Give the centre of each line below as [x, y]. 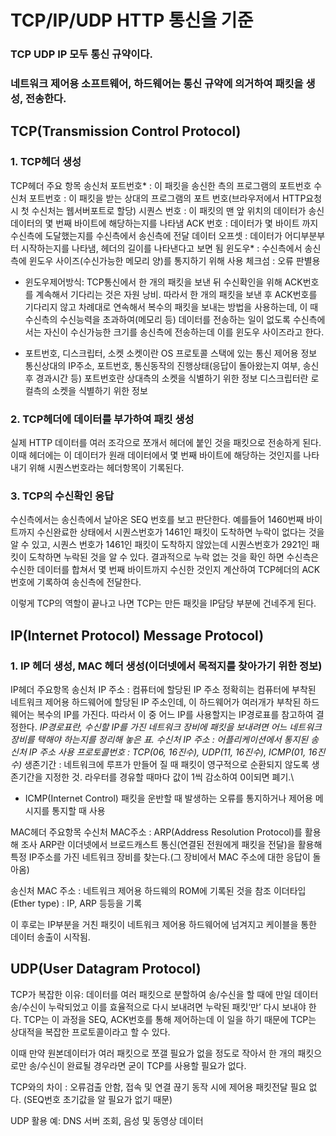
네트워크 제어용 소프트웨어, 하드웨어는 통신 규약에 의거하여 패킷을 [157, 84]
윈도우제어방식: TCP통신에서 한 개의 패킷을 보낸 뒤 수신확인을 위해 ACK [163, 282]
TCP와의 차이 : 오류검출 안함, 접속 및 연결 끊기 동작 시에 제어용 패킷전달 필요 [158, 1087]
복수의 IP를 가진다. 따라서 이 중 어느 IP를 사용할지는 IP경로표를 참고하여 [175, 714]
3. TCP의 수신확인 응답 [62, 496]
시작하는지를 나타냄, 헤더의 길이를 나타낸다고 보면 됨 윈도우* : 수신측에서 [161, 248]
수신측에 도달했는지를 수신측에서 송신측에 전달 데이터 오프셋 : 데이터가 [146, 235]
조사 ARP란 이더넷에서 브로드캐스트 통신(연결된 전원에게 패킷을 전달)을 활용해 [171, 844]
